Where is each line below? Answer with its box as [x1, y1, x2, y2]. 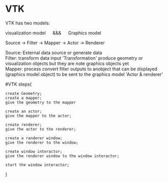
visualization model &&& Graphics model [5, 30, 102, 36]
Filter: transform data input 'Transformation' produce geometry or [5, 55, 144, 61]
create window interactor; [5, 149, 63, 154]
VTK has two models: [5, 20, 50, 26]
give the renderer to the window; [5, 140, 79, 145]
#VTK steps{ [5, 81, 32, 87]
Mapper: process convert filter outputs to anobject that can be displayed [5, 66, 158, 72]
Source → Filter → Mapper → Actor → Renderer [5, 39, 105, 46]
